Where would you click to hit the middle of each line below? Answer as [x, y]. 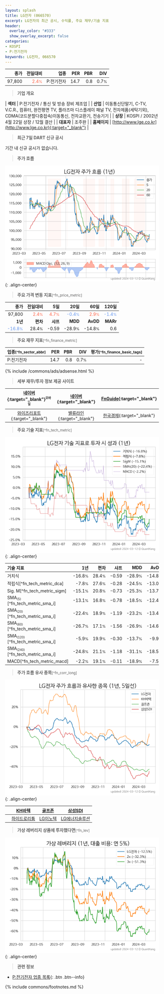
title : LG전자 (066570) [28, 15]
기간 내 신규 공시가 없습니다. [32, 148]
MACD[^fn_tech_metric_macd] [38, 661]
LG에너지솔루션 [75, 818]
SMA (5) [14, 598]
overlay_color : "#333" [32, 31]
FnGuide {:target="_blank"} [129, 399]
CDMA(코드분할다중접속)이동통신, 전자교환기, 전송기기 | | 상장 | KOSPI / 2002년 [82, 116]
